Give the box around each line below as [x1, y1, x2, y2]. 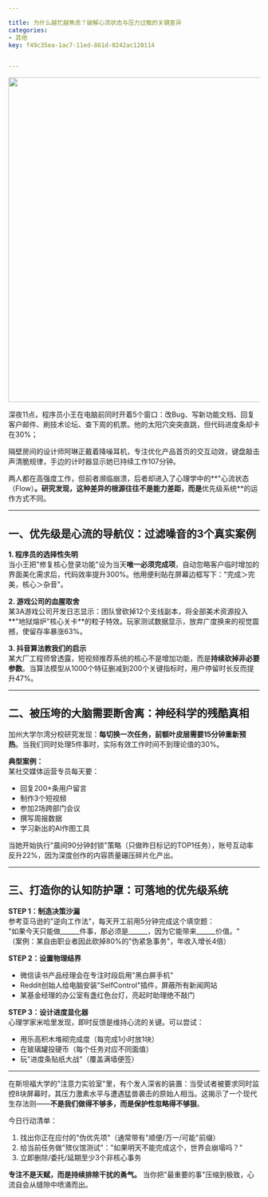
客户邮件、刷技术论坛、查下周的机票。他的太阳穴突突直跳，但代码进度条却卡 [8, 420, 260, 429]
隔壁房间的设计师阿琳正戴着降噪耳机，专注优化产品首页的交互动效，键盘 [8, 447, 246, 457]
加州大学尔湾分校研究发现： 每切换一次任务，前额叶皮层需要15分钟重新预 [8, 729, 246, 739]
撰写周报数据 [19, 813, 62, 823]
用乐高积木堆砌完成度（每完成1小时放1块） [19, 1034, 160, 1043]
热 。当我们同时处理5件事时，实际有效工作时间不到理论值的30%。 [8, 739, 224, 748]
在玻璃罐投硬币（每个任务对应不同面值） [19, 1044, 153, 1054]
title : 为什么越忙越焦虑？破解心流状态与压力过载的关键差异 [8, 18, 182, 26]
